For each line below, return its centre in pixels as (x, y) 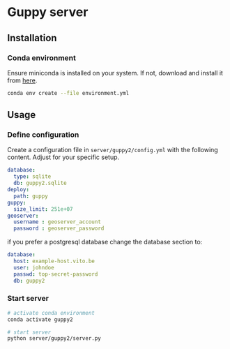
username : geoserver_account (57, 222)
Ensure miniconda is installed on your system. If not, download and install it (115, 73)
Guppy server (48, 12)
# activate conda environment (51, 313)
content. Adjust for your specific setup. (63, 157)
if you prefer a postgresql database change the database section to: (105, 242)
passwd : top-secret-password (56, 274)
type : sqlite (32, 177)
